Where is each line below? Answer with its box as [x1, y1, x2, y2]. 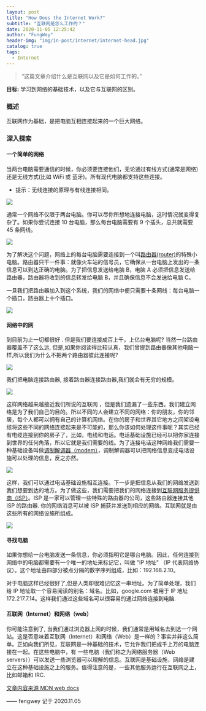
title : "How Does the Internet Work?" [6, 15, 105, 21]
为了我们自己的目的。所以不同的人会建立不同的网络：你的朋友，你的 [17, 408, 189, 415]
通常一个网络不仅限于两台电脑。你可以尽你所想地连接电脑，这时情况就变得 [6, 211, 194, 218]
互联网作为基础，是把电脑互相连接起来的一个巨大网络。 [6, 117, 146, 125]
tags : [6, 49, 20, 55]
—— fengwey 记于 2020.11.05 [6, 697, 81, 704]
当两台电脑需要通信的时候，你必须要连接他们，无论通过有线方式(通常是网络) [6, 165, 199, 173]
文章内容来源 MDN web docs [6, 684, 80, 691]
